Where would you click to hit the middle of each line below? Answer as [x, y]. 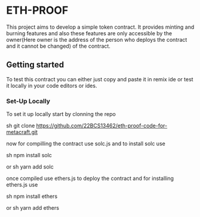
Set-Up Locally [28, 101]
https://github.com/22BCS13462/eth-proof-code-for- [102, 126]
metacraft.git [22, 132]
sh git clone [21, 126]
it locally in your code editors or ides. [52, 85]
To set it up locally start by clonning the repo [61, 114]
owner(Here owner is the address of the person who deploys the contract [97, 39]
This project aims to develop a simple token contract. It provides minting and [100, 27]
